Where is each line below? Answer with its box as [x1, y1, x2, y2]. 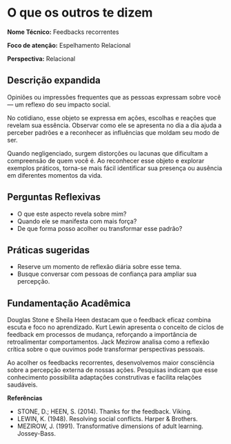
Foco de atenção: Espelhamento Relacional [7, 41, 131, 49]
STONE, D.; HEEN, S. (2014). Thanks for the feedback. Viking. [17, 407, 192, 416]
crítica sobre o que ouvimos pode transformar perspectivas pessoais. [7, 345, 205, 353]
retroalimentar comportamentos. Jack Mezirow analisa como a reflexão [7, 337, 210, 346]
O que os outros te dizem [7, 5, 153, 21]
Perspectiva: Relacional [7, 54, 76, 63]
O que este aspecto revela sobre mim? [17, 210, 127, 218]
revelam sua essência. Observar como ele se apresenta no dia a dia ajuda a [7, 121, 222, 129]
